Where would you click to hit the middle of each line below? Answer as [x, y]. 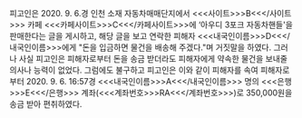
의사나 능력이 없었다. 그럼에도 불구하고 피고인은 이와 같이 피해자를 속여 [134, 70]
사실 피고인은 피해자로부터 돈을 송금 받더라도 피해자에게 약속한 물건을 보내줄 [153, 59]
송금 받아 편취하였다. [46, 104]
